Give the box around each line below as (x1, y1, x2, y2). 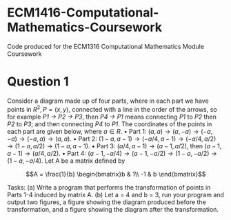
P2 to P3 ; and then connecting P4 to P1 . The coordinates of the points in (7, 119, 212, 128)
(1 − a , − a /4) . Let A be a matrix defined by (7, 157, 125, 165)
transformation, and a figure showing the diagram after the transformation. (7, 205, 219, 213)
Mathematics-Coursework (7, 19, 163, 35)
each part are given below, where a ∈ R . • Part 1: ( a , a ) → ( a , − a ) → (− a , (7, 127, 213, 135)
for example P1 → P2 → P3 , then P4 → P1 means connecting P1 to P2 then (7, 112, 217, 121)
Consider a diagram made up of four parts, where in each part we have (7, 97, 209, 105)
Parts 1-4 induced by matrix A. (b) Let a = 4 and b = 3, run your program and (7, 190, 224, 199)
